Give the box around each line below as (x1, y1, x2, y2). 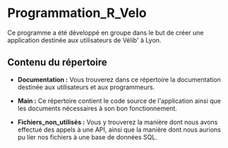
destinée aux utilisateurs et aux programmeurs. (17, 83, 155, 91)
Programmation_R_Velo (7, 5, 147, 21)
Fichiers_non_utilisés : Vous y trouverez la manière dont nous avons (17, 118, 218, 126)
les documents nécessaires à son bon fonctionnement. (17, 104, 178, 113)
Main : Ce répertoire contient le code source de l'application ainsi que (17, 96, 221, 105)
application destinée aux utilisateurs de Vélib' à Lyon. (7, 35, 162, 44)
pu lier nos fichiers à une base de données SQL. (17, 132, 157, 141)
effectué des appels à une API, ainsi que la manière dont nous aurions (17, 125, 221, 134)
